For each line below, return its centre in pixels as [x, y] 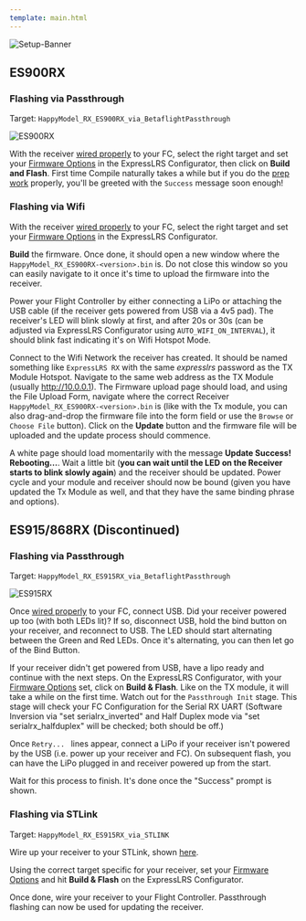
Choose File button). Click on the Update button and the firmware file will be [153, 425]
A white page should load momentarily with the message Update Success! [151, 452]
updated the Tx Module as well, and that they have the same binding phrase [152, 492]
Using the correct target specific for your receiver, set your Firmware [139, 870]
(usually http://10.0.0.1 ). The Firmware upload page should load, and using [148, 386]
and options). [34, 501]
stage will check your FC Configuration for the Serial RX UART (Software [146, 707]
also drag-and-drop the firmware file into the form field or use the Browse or [152, 416]
